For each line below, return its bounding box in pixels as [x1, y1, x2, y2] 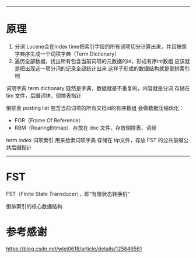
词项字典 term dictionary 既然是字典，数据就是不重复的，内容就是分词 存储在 [6, 84, 190, 91]
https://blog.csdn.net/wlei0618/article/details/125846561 [6, 245, 142, 252]
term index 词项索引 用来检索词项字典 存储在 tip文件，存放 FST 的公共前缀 [6, 136, 184, 143]
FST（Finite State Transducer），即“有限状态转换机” [6, 190, 130, 197]
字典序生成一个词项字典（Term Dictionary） [14, 50, 120, 57]
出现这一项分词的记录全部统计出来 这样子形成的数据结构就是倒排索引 [24, 65, 190, 72]
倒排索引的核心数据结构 [6, 202, 62, 209]
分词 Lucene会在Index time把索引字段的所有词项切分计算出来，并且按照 [14, 43, 187, 50]
